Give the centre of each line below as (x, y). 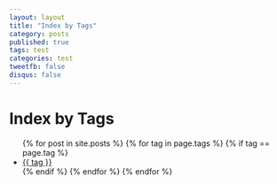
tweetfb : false (37, 67)
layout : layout (37, 17)
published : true (39, 42)
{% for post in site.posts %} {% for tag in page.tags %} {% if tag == (146, 143)
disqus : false (36, 75)
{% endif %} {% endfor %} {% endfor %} (97, 171)
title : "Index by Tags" (53, 26)
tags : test (29, 50)
